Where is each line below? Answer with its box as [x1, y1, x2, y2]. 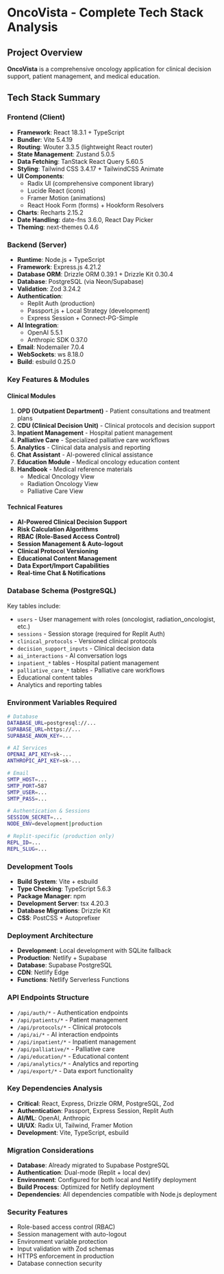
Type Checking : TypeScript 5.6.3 [16, 885, 112, 893]
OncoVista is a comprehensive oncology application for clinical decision [7, 65, 212, 73]
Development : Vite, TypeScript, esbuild [16, 1128, 129, 1136]
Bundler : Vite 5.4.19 [16, 135, 73, 143]
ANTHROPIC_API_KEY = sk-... [7, 758, 81, 765]
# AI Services [7, 745, 48, 752]
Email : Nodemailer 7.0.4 [16, 343, 85, 351]
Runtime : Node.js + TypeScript [16, 255, 105, 263]
